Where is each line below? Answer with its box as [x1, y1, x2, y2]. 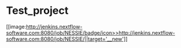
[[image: [6, 23, 26, 30]
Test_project [6, 4, 69, 17]
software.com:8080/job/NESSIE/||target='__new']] [6, 35, 128, 42]
